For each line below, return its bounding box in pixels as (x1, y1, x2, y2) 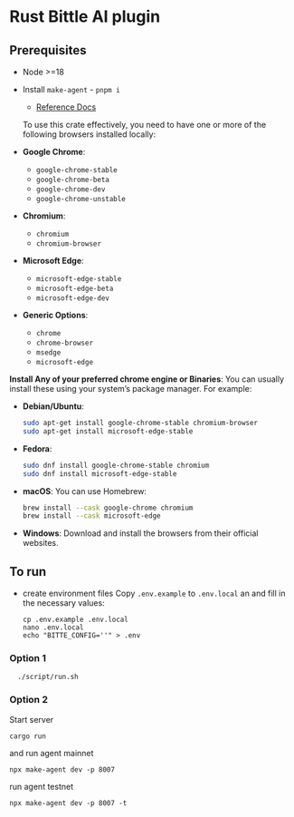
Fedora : (22, 443, 52, 454)
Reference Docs (35, 102, 97, 112)
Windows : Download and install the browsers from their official (22, 528, 259, 539)
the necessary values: (22, 598, 106, 608)
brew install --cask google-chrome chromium (22, 503, 194, 512)
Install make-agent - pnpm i (22, 84, 120, 94)
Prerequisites (9, 43, 87, 58)
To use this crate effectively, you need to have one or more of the (22, 120, 267, 130)
